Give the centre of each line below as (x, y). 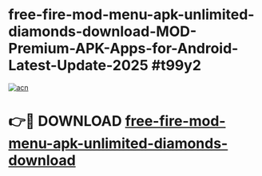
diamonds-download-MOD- (103, 31)
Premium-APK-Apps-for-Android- (123, 49)
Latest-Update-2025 (79, 66)
